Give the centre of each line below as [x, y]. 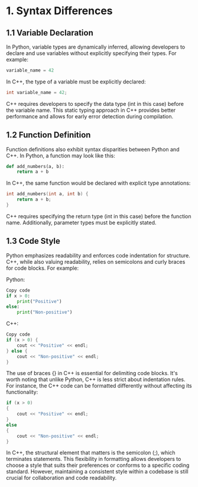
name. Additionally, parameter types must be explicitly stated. [81, 222]
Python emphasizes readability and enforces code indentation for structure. [98, 255]
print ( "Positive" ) [39, 301]
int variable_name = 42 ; [37, 92]
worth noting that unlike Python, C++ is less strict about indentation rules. [96, 379]
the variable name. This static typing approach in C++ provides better [91, 110]
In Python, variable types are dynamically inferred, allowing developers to [96, 47]
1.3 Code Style [33, 241]
